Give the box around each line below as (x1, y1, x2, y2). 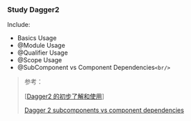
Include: (7, 21, 31, 29)
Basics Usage (17, 34, 57, 42)
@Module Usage (17, 41, 66, 50)
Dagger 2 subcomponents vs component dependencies (24, 106, 184, 115)
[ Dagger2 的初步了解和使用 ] (24, 92, 105, 101)
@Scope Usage (17, 56, 63, 64)
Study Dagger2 (7, 5, 60, 15)
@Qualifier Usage (17, 48, 68, 57)
